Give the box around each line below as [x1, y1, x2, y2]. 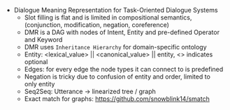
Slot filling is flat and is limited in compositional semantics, [24, 13, 192, 22]
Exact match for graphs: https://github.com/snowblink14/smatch [24, 95, 210, 103]
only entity [24, 80, 55, 88]
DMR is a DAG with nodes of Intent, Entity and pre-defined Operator [24, 28, 220, 36]
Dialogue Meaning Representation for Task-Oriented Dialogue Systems [13, 6, 218, 14]
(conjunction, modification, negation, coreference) [24, 21, 170, 29]
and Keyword [24, 36, 63, 44]
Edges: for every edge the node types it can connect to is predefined [24, 65, 224, 73]
